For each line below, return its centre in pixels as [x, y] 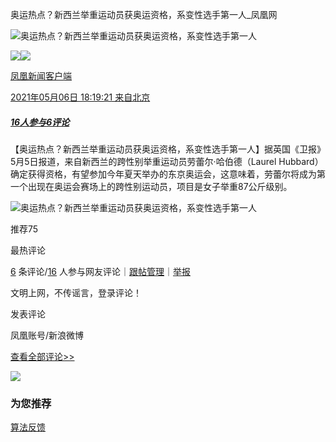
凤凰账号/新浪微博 [47, 335]
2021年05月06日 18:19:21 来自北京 [80, 97]
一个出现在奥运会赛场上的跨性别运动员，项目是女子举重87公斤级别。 [151, 186]
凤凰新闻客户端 [41, 76]
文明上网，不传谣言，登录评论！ [76, 292]
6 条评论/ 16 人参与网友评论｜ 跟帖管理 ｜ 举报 [100, 271]
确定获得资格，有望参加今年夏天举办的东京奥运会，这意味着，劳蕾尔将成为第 [168, 174]
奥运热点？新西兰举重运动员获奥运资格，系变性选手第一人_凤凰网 [144, 14]
